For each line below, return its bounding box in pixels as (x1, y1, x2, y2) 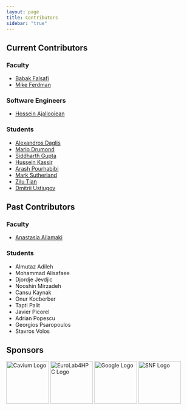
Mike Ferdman (15, 81, 52, 89)
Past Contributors (6, 202, 75, 213)
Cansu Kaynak (15, 289, 52, 296)
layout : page (6, 9, 39, 15)
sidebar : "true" (6, 20, 47, 26)
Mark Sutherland (15, 171, 58, 179)
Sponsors (6, 345, 44, 355)
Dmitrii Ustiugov (15, 184, 56, 191)
